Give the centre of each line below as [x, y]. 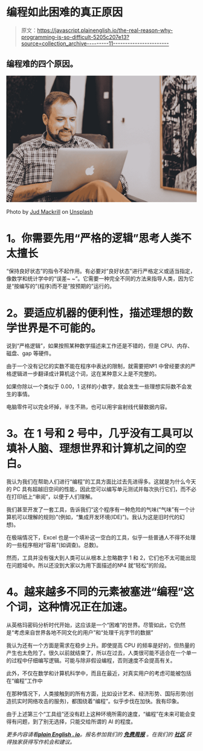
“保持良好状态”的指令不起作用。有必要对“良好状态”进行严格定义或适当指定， [101, 271]
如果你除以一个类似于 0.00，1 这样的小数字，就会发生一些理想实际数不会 [97, 386]
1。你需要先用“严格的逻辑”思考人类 [94, 238]
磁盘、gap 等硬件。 [30, 353]
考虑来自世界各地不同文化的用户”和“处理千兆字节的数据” [84, 633]
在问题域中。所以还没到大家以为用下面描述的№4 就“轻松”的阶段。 [88, 566]
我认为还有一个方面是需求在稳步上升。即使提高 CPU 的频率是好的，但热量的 [101, 645]
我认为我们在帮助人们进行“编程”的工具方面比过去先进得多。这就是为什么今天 [101, 482]
